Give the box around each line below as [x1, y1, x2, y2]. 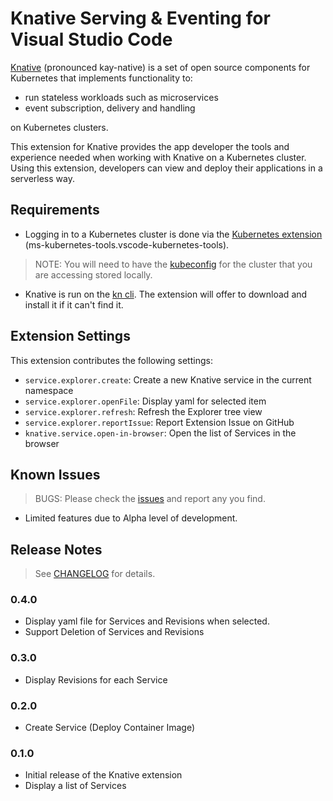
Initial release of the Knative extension [24, 769, 183, 781]
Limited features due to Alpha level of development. [24, 512, 238, 524]
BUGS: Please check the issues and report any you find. [34, 493, 266, 505]
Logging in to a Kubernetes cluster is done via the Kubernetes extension [24, 228, 323, 240]
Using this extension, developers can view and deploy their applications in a [10, 162, 323, 174]
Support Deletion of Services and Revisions [24, 626, 205, 638]
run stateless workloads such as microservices [24, 91, 219, 103]
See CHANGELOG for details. [34, 568, 156, 580]
